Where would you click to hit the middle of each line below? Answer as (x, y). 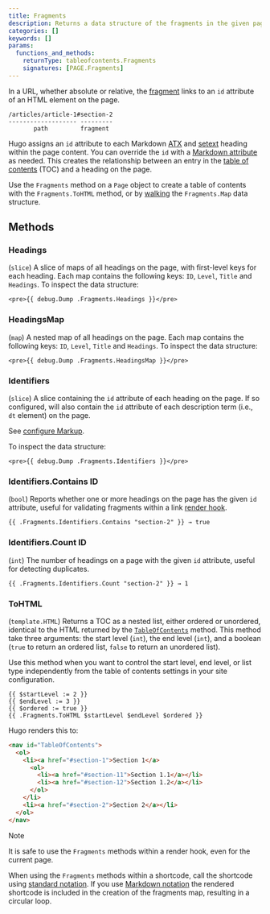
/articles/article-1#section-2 (61, 114)
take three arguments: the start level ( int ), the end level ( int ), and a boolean (135, 638)
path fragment (72, 128)
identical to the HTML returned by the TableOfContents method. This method (135, 630)
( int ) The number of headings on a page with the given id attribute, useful (132, 560)
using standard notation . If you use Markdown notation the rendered (121, 883)
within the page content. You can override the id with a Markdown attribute (133, 152)
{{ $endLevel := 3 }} (45, 701)
